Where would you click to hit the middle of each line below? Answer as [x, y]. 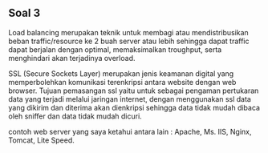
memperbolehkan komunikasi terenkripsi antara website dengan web [122, 82]
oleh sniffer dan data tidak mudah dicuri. [75, 116]
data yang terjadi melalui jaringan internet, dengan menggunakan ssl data [130, 99]
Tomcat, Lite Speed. [41, 140]
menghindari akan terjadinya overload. [72, 58]
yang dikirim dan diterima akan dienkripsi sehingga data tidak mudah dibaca [134, 107]
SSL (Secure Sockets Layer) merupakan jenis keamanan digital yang [121, 73]
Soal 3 [24, 13]
